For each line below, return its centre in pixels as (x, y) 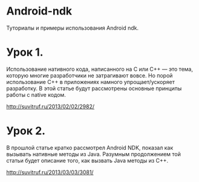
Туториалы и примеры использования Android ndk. (73, 28)
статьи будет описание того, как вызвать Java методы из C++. (87, 160)
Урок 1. (25, 52)
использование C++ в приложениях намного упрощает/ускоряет (91, 82)
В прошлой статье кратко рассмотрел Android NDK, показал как (90, 148)
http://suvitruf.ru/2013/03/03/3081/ (50, 172)
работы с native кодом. (36, 94)
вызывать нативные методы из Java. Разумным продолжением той (94, 154)
